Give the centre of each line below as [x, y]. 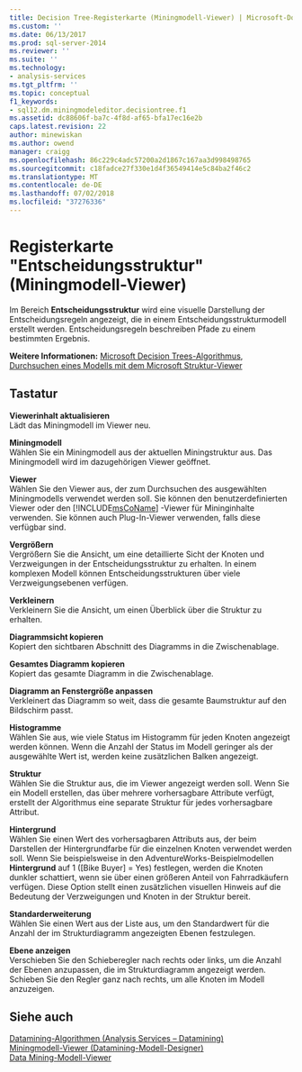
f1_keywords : [34, 101]
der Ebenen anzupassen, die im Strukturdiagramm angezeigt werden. [138, 969]
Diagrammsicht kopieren [56, 637]
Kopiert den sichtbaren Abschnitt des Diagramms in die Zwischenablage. [144, 646]
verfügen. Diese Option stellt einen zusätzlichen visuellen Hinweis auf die [145, 886]
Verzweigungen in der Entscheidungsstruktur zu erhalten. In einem [133, 563]
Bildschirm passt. [41, 710]
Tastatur [34, 394]
